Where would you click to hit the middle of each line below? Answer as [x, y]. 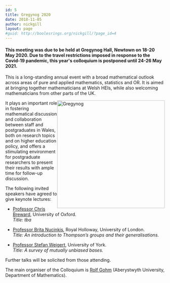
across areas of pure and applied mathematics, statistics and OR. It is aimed [84, 83]
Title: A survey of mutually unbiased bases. [58, 250]
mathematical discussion [31, 114]
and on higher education [31, 141]
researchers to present [29, 162]
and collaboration [24, 119]
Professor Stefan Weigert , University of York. [59, 245]
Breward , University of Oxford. [45, 215]
